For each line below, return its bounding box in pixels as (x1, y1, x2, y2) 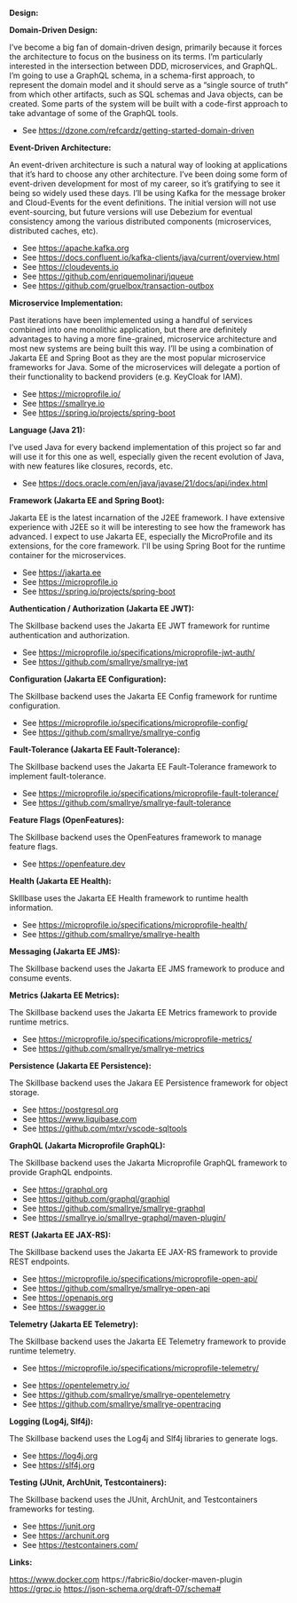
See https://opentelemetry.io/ (21, 1380, 130, 1390)
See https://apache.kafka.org (21, 243, 129, 253)
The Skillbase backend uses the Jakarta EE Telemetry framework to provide (9, 1336, 286, 1346)
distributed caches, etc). (9, 225, 99, 236)
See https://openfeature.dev (21, 858, 126, 869)
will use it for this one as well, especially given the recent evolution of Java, (9, 452, 285, 462)
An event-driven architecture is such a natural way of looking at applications (9, 160, 288, 170)
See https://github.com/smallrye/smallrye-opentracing (21, 1399, 222, 1410)
